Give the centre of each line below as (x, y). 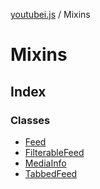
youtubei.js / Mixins (50, 14)
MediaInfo (45, 163)
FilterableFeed (54, 152)
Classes (30, 120)
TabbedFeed (51, 173)
